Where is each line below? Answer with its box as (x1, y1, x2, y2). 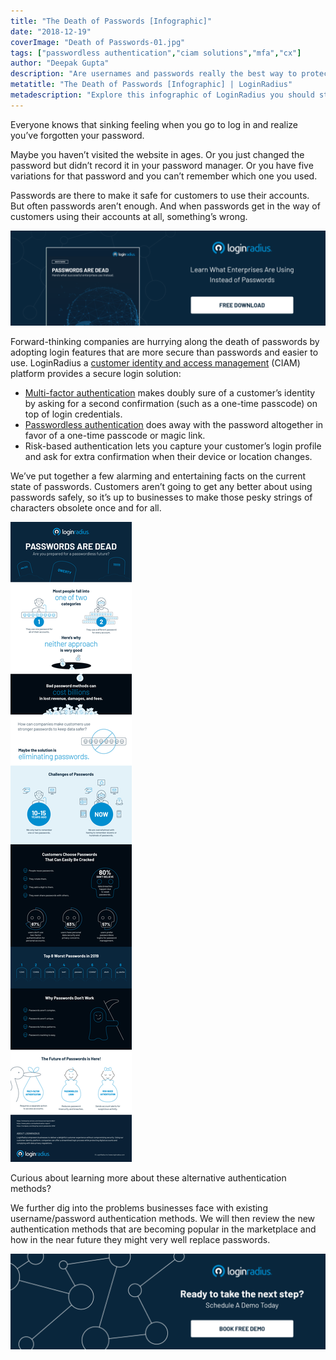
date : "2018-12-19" (10, 26, 92, 37)
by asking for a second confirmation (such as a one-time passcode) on (24, 398, 318, 410)
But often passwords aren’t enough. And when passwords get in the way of (10, 200, 321, 212)
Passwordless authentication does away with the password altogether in (24, 419, 324, 431)
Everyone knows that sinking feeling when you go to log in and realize (10, 118, 298, 130)
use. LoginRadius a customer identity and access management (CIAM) (10, 357, 301, 369)
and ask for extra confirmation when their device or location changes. (24, 451, 313, 463)
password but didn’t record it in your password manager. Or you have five (10, 159, 314, 171)
